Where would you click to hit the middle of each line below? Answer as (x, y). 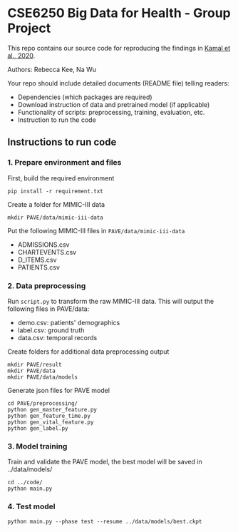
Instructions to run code (62, 142)
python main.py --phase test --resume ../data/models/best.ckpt (105, 521)
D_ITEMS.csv (37, 260)
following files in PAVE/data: (48, 309)
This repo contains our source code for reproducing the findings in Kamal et (119, 48)
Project (29, 28)
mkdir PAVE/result (35, 364)
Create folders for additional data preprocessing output (88, 352)
